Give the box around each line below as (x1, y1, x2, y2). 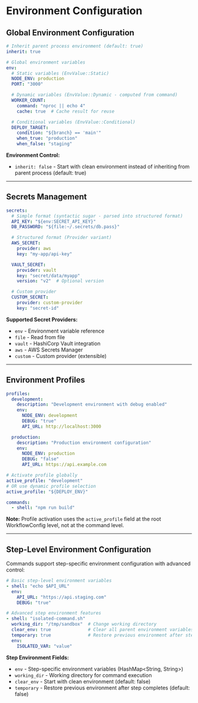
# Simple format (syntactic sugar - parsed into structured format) (11, 213, 183, 219)
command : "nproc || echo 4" (16, 103, 85, 109)
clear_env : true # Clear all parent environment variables (11, 627, 194, 633)
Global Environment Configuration (6, 28, 134, 38)
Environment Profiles (6, 375, 85, 385)
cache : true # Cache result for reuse (16, 108, 115, 114)
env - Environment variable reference (14, 327, 105, 334)
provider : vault (16, 267, 57, 273)
